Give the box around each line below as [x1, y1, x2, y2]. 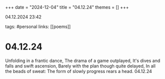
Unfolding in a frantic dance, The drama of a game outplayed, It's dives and [5, 57, 161, 63]
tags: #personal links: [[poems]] [5, 23, 71, 29]
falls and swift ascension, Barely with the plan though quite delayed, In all [5, 62, 156, 69]
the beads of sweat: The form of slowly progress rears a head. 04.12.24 [5, 68, 152, 74]
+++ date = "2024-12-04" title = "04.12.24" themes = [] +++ [5, 4, 129, 10]
